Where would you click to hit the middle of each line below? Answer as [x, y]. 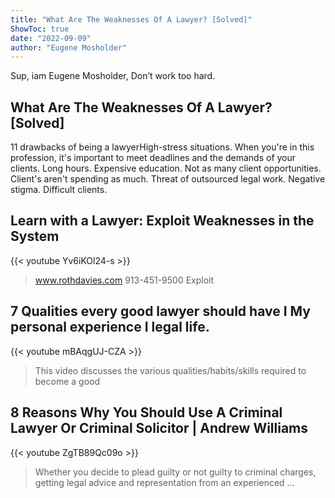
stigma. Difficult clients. [59, 190]
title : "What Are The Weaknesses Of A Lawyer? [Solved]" [131, 19]
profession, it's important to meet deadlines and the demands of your [153, 158]
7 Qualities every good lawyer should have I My [160, 311]
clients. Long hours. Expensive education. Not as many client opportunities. [166, 168]
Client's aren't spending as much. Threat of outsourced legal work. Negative [168, 179]
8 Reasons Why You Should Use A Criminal [146, 412]
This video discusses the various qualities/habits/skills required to [170, 370]
